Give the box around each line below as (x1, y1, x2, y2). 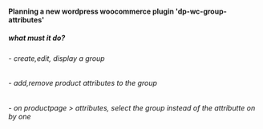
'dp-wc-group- (175, 6, 227, 16)
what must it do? (8, 33, 66, 43)
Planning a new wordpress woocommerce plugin (8, 6, 175, 16)
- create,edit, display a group (8, 53, 106, 63)
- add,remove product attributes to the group (8, 79, 158, 88)
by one (8, 111, 31, 121)
